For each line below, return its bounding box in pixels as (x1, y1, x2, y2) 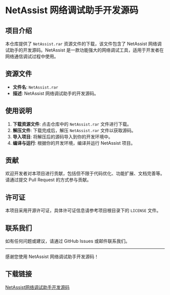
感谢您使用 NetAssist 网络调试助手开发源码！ (5, 254, 99, 260)
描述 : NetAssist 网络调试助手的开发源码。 (12, 90, 99, 96)
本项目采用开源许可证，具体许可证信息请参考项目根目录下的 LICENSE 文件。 (5, 207, 161, 214)
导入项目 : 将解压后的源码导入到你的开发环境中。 (12, 134, 113, 140)
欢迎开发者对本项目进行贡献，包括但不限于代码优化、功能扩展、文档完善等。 (5, 171, 165, 177)
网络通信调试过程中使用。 (5, 54, 59, 59)
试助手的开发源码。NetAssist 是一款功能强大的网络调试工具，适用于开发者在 (5, 47, 164, 53)
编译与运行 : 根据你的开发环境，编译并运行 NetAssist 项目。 (12, 140, 136, 146)
